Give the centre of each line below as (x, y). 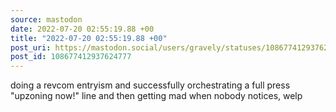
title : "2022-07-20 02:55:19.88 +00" (89, 38)
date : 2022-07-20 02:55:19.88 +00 (82, 29)
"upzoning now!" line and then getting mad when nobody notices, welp (156, 96)
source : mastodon (46, 19)
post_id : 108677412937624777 (71, 57)
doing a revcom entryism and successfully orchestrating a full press (150, 85)
